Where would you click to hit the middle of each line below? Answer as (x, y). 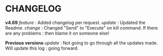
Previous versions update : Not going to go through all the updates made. (81, 42)
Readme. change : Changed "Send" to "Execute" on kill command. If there (81, 27)
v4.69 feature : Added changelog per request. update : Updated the (75, 22)
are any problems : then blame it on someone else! (57, 33)
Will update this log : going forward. (42, 48)
